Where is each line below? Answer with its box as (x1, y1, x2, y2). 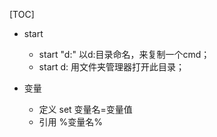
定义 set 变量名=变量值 (38, 104, 133, 115)
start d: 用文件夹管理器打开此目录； (38, 61, 186, 73)
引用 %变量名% (38, 116, 104, 128)
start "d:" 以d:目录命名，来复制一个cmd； (38, 49, 211, 60)
